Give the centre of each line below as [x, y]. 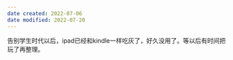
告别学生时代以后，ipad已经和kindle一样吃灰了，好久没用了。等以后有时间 [114, 40]
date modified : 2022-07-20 [46, 20]
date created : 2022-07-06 [45, 13]
